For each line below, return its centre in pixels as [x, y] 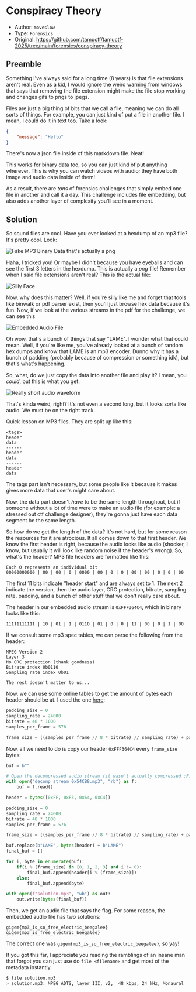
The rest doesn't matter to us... [48, 683]
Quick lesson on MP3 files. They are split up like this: [69, 422]
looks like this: [23, 614]
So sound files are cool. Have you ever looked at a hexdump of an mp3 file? [97, 234]
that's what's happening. [36, 364]
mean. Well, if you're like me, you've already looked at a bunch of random [94, 345]
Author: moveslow [35, 27]
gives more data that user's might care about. [61, 491]
